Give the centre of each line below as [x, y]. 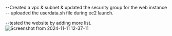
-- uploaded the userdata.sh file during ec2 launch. [60, 13]
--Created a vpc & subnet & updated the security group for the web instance [86, 7]
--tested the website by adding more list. [49, 23]
